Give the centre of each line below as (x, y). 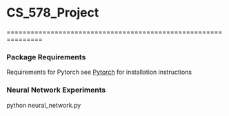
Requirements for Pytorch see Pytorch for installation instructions (99, 72)
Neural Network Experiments (56, 90)
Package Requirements (46, 57)
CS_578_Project (53, 13)
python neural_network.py (44, 105)
